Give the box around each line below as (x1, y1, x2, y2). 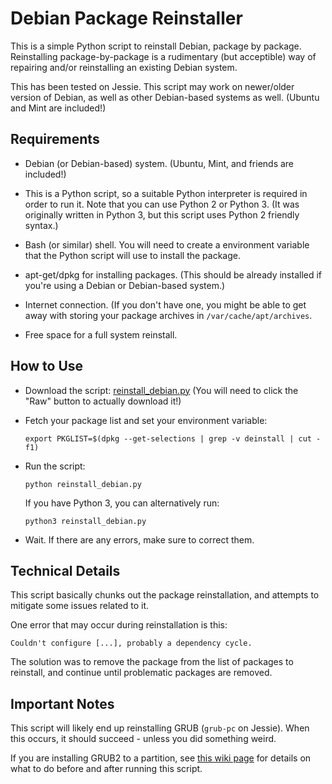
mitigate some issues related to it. (10, 600, 150, 612)
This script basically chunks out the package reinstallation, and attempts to (10, 589, 320, 601)
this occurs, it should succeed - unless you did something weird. (10, 733, 277, 745)
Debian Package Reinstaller (10, 7, 243, 30)
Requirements (10, 131, 100, 148)
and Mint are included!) (10, 102, 107, 114)
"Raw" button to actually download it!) (24, 395, 182, 407)
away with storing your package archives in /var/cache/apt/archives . (24, 309, 313, 321)
